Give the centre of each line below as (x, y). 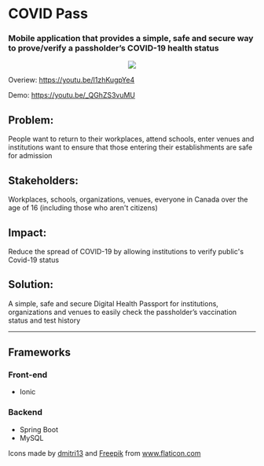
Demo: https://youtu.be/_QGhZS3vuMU (72, 95)
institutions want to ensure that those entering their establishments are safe (130, 147)
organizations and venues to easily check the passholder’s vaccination (123, 312)
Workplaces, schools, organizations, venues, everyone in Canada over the (128, 200)
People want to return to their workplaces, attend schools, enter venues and (131, 139)
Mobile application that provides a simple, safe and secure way (131, 39)
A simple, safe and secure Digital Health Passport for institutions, (113, 303)
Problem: (31, 120)
